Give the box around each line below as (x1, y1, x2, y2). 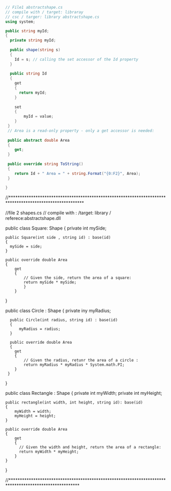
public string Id (10, 71, 47, 76)
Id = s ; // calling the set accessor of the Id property (14, 57, 139, 62)
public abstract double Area (7, 138, 70, 143)
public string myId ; (5, 28, 50, 33)
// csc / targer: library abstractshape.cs (5, 14, 100, 19)
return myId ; (18, 90, 47, 95)
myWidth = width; (14, 409, 52, 414)
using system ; (5, 19, 36, 24)
